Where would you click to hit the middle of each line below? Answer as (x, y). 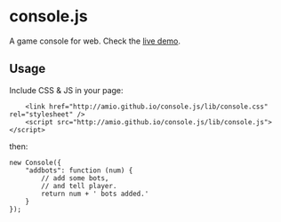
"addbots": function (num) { (79, 170)
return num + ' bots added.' (95, 194)
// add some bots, (75, 178)
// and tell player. (79, 186)
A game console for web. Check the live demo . (95, 41)
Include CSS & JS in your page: (66, 90)
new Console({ (36, 163)
